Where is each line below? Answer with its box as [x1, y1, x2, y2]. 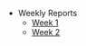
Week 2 [31, 27, 61, 37]
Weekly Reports [17, 8, 78, 18]
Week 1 [31, 17, 59, 28]
